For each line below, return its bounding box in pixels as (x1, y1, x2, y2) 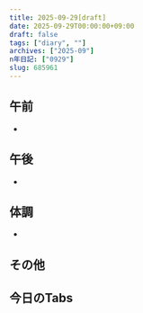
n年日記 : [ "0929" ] (9, 55, 75, 64)
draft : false (9, 30, 58, 39)
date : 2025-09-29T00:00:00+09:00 (9, 22, 135, 31)
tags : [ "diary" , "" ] (9, 38, 87, 48)
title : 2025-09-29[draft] (9, 13, 106, 22)
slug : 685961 (9, 64, 58, 73)
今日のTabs (9, 291, 74, 306)
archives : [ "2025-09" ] (9, 47, 94, 56)
